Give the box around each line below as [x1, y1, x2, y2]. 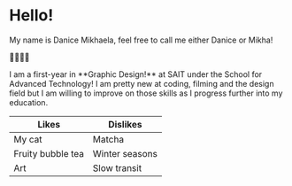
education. [9, 97, 49, 107]
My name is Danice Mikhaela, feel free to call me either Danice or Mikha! [9, 35, 273, 45]
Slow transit [92, 161, 142, 174]
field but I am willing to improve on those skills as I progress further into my [9, 88, 283, 98]
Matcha [92, 133, 125, 145]
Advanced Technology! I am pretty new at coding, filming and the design [9, 78, 274, 89]
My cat [13, 133, 42, 145]
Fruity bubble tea [13, 147, 85, 159]
